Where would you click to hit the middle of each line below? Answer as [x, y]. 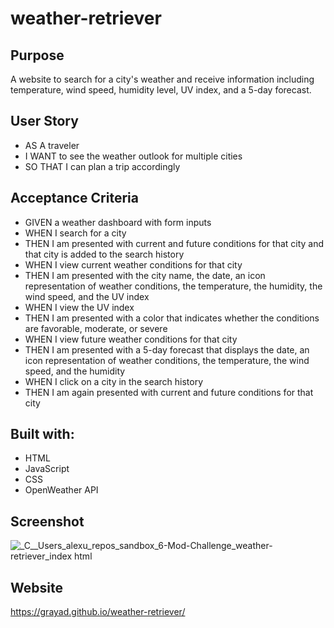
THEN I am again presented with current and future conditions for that [169, 392]
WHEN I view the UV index [79, 307]
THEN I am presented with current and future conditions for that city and [174, 243]
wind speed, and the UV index [87, 296]
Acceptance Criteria [74, 198]
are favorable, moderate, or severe [96, 328]
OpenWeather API [61, 490]
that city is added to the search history [104, 254]
